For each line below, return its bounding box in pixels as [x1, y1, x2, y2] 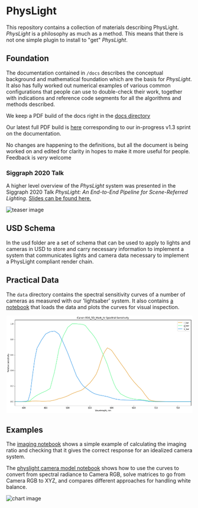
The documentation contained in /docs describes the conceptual [6, 69, 164, 76]
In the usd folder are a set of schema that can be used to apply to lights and [6, 239, 191, 246]
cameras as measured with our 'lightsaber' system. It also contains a [6, 297, 174, 304]
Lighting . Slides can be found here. [6, 195, 92, 202]
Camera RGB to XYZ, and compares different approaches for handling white [6, 477, 191, 484]
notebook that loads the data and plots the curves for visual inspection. [6, 303, 180, 310]
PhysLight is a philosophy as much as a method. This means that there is [6, 30, 184, 37]
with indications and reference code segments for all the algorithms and [6, 94, 181, 101]
